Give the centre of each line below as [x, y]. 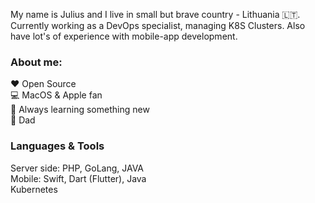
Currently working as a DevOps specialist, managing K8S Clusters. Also [158, 25]
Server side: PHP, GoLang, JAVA [77, 168]
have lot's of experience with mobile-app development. [124, 36]
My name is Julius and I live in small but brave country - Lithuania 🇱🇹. [155, 14]
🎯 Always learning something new [80, 110]
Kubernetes [34, 189]
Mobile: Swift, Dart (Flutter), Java [78, 178]
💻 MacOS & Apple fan [56, 95]
